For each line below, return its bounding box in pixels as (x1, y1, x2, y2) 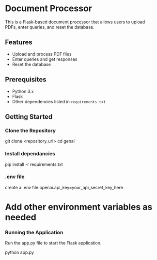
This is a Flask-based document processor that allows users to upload (5, 19, 145, 25)
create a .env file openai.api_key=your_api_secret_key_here (5, 184, 124, 190)
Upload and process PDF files (12, 51, 72, 57)
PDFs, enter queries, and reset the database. (5, 24, 94, 30)
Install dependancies (5, 150, 56, 157)
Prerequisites (5, 76, 47, 84)
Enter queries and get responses (12, 56, 78, 62)
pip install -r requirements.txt (5, 161, 63, 167)
